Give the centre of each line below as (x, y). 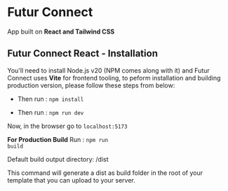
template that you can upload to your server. (71, 180)
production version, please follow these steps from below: (91, 85)
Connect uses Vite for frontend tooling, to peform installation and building (114, 78)
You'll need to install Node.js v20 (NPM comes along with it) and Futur (109, 70)
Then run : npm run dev (51, 112)
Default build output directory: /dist (58, 159)
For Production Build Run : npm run (58, 139)
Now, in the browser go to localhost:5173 (67, 126)
